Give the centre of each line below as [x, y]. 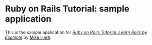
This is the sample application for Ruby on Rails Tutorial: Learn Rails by [76, 32]
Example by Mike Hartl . [28, 37]
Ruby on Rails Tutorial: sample [67, 9]
